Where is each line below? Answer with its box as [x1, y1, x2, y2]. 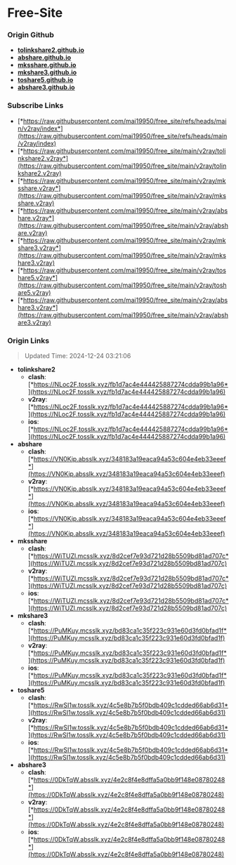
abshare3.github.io [17, 83, 75, 92]
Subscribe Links [7, 100, 64, 110]
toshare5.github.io [17, 76, 74, 84]
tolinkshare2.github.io [17, 46, 84, 54]
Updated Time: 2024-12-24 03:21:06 [24, 352, 131, 360]
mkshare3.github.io [17, 68, 77, 77]
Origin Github [7, 30, 55, 40]
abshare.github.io [17, 53, 72, 62]
